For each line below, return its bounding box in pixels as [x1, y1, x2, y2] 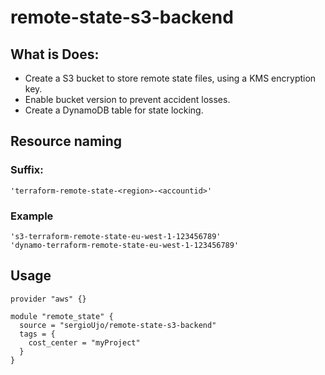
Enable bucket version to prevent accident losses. [24, 94, 231, 105]
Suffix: [10, 163, 44, 177]
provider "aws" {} [10, 294, 87, 304]
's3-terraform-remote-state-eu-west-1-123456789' [10, 231, 222, 241]
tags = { [19, 329, 56, 339]
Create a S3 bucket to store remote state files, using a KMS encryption [24, 72, 317, 84]
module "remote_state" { [10, 311, 114, 321]
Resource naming [10, 133, 123, 150]
